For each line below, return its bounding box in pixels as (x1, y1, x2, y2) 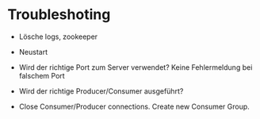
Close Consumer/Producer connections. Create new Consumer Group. (18, 102, 250, 111)
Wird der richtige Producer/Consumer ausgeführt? (18, 86, 184, 96)
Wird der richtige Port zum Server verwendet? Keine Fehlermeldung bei (18, 62, 253, 72)
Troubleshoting (7, 6, 111, 24)
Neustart (18, 47, 48, 56)
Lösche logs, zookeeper (18, 32, 98, 41)
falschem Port (18, 71, 65, 80)
